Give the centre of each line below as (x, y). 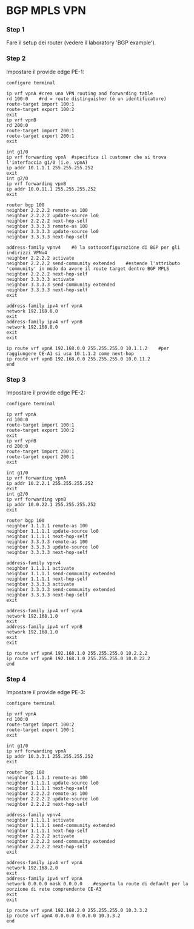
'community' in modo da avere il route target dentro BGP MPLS (88, 269)
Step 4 (16, 679)
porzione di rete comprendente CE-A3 (54, 890)
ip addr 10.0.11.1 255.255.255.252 (51, 189)
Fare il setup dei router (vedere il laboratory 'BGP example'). (81, 42)
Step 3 (16, 379)
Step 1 (15, 30)
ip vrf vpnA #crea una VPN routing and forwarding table (80, 93)
